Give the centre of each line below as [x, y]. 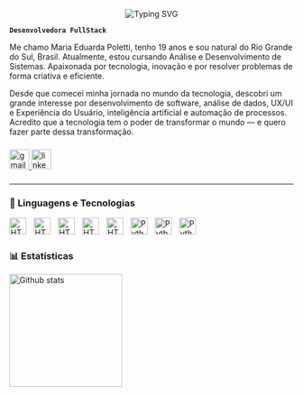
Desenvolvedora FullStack [58, 31]
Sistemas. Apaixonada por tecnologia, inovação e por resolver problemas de [151, 66]
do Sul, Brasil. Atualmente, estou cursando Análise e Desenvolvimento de [146, 57]
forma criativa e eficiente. [57, 76]
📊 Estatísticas [41, 256]
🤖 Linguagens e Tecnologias [72, 203]
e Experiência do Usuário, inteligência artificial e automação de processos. [148, 112]
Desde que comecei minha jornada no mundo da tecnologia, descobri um [146, 93]
